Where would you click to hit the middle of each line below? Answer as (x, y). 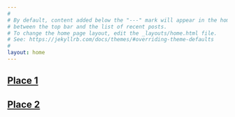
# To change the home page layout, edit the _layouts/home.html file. (112, 33)
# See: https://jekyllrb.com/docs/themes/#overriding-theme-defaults (111, 40)
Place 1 (23, 81)
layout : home (26, 53)
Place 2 (24, 104)
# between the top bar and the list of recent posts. (87, 26)
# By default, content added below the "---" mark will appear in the (112, 20)
